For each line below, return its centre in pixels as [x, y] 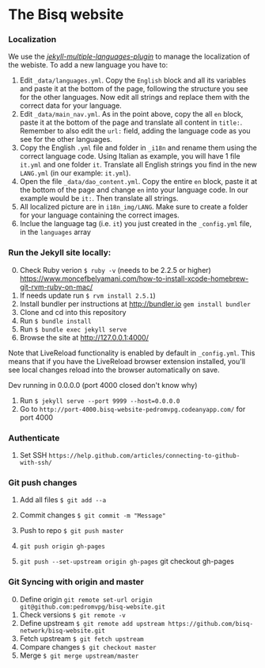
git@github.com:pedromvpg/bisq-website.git [93, 607]
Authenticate [34, 438]
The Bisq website [66, 15]
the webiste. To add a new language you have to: [88, 65]
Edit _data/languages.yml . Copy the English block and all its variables [133, 80]
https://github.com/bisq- [211, 624]
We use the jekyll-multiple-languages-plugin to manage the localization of [129, 56]
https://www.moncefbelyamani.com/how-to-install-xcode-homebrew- [134, 278]
